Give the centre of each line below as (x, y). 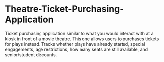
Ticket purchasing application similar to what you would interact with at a (79, 33)
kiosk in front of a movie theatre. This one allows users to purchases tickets (82, 39)
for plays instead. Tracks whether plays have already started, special (75, 44)
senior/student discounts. (31, 54)
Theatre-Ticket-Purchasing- (64, 9)
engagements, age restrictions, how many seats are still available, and (77, 49)
